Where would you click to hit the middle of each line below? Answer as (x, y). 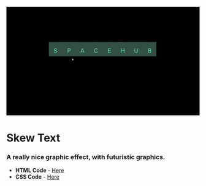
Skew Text (33, 138)
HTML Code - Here (40, 170)
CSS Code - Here (37, 177)
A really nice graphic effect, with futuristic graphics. (86, 157)
